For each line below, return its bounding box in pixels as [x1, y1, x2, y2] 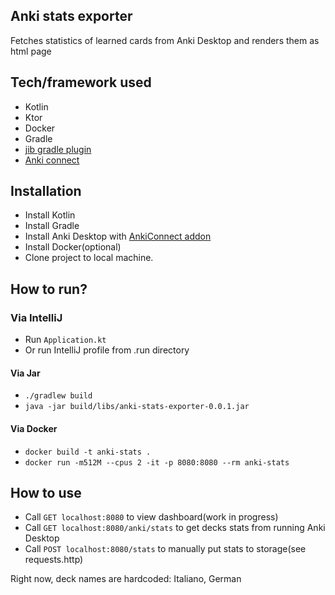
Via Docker [10, 422, 58, 434]
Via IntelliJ [10, 310, 63, 324]
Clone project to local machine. [24, 252, 154, 264]
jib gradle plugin [24, 143, 92, 155]
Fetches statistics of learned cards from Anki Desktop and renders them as [10, 34, 320, 46]
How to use [10, 484, 82, 501]
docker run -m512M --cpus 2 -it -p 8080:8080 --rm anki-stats [24, 457, 290, 468]
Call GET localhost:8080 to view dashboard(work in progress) [24, 511, 279, 523]
